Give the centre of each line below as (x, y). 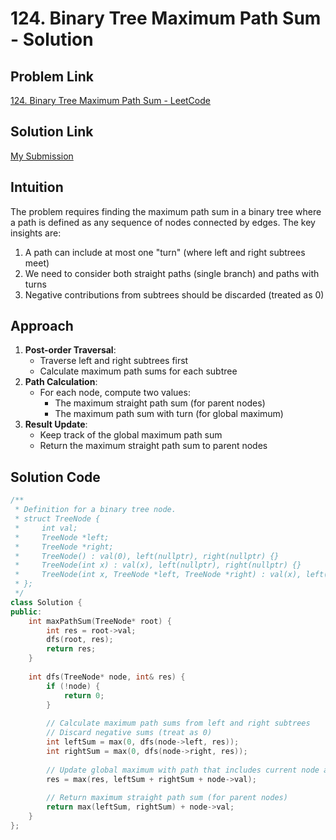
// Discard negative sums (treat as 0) (129, 733)
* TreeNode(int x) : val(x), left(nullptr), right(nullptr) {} (158, 565)
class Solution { (46, 602)
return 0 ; (84, 695)
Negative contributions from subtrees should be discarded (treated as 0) (174, 294)
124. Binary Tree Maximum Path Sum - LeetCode (110, 100)
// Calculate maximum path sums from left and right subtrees (178, 723)
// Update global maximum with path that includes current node (183, 770)
